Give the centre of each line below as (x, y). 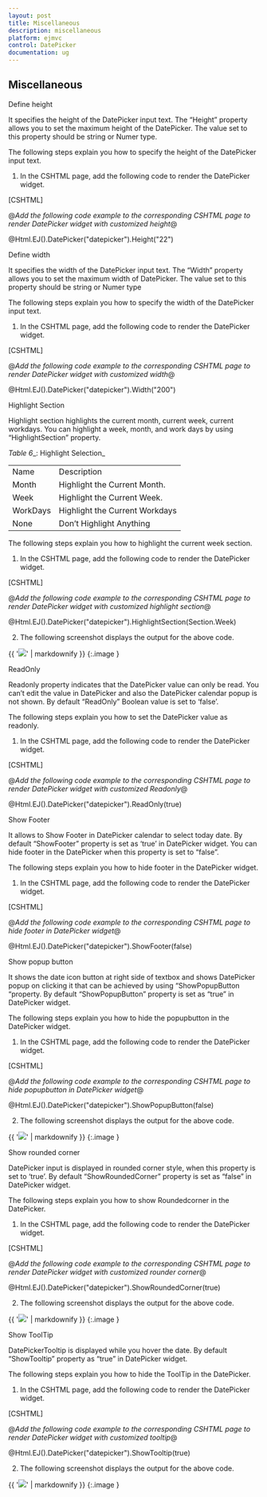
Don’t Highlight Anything (104, 523)
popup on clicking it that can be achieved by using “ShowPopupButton (124, 985)
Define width (29, 254)
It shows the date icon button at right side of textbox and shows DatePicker (132, 976)
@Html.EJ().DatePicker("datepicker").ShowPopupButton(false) (111, 1105)
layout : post (30, 16)
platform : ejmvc (35, 38)
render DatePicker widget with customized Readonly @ (98, 788)
